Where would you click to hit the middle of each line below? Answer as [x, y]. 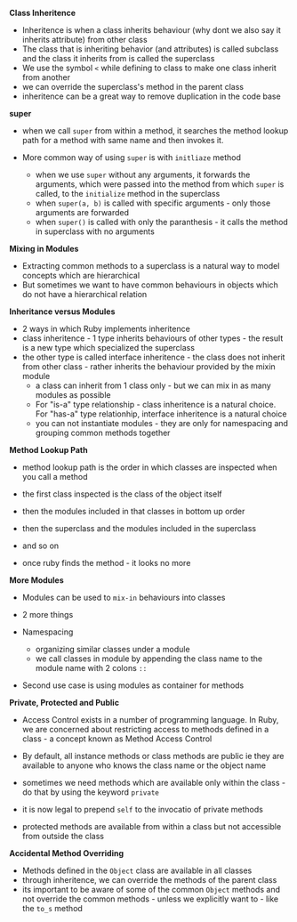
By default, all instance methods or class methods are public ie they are [153, 756]
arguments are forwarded [82, 212]
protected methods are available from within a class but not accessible [152, 826]
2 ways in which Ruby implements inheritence [106, 329]
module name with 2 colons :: [91, 668]
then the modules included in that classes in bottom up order [133, 511]
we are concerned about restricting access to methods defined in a [145, 729]
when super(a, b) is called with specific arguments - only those [153, 203]
